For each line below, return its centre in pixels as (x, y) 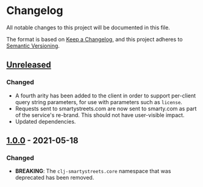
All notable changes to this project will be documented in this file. (88, 27)
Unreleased (29, 65)
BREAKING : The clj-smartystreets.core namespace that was (93, 171)
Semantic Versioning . (33, 46)
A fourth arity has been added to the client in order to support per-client (105, 96)
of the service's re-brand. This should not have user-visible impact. (100, 115)
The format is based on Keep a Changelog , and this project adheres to (94, 39)
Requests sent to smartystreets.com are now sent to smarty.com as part (106, 108)
